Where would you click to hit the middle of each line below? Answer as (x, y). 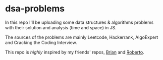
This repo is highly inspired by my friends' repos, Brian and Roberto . (75, 52)
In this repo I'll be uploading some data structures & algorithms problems (79, 22)
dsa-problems (35, 9)
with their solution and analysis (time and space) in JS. (61, 27)
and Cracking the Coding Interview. (41, 42)
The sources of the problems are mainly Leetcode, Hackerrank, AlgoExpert (82, 37)
